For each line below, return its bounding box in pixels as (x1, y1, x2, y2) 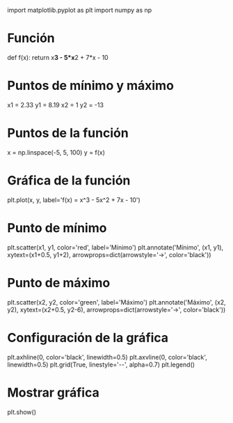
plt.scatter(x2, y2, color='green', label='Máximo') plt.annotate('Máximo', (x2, (7, 298, 226, 306)
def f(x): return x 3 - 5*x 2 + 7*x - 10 (7, 53, 109, 61)
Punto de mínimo (7, 220, 107, 236)
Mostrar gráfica (7, 385, 99, 400)
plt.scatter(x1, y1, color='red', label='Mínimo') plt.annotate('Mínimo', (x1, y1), (7, 243, 224, 252)
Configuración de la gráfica (7, 330, 169, 346)
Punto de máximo (7, 275, 111, 291)
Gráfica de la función (7, 173, 131, 188)
